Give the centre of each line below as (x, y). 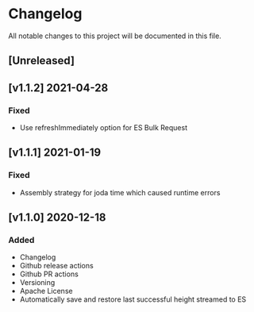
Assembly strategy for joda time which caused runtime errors (120, 192)
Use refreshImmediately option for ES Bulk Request (104, 128)
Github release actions (56, 266)
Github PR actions (49, 274)
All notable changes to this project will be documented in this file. (115, 36)
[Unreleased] (42, 61)
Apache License (46, 291)
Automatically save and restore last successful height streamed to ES (133, 299)
